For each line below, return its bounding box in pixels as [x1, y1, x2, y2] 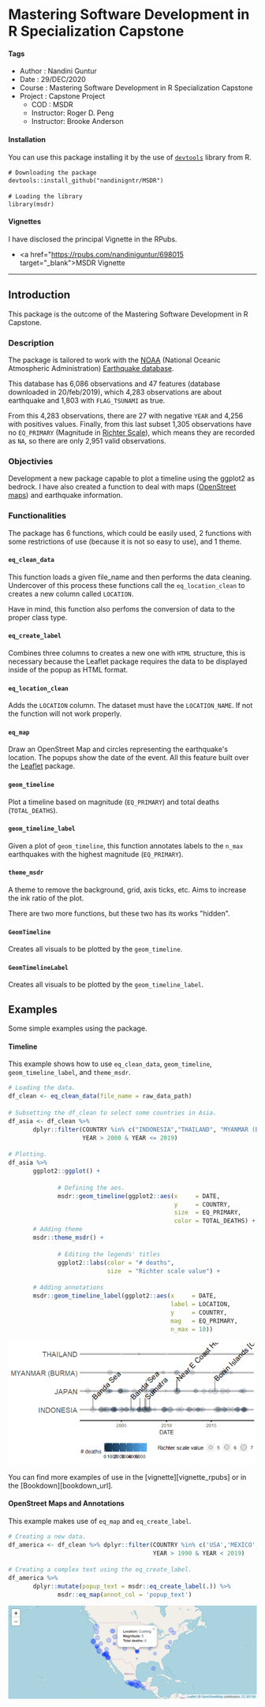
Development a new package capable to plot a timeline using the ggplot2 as [8, 474, 255, 483]
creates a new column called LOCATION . [8, 589, 134, 598]
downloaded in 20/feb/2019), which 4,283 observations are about [8, 387, 222, 396]
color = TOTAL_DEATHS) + [174, 1217, 256, 1225]
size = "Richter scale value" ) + [106, 1267, 221, 1275]
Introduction [8, 288, 71, 301]
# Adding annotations [32, 1284, 104, 1292]
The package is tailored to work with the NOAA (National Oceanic [8, 355, 221, 365]
